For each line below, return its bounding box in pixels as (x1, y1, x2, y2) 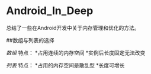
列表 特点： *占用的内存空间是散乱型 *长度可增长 (6, 62, 125, 69)
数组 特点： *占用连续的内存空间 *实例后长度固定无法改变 (6, 49, 146, 56)
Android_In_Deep (6, 4, 94, 18)
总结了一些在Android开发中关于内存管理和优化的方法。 (6, 24, 140, 31)
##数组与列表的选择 (6, 36, 54, 43)
